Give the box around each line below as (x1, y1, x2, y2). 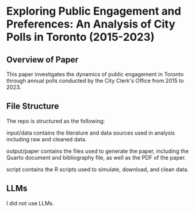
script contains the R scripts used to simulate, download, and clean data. (6, 166, 189, 173)
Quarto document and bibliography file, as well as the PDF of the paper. (6, 154, 186, 161)
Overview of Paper (6, 54, 79, 65)
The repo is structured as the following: (6, 117, 105, 124)
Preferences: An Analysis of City (6, 17, 175, 31)
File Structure (6, 101, 59, 111)
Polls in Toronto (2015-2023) (6, 30, 155, 44)
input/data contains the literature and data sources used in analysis (6, 129, 175, 136)
